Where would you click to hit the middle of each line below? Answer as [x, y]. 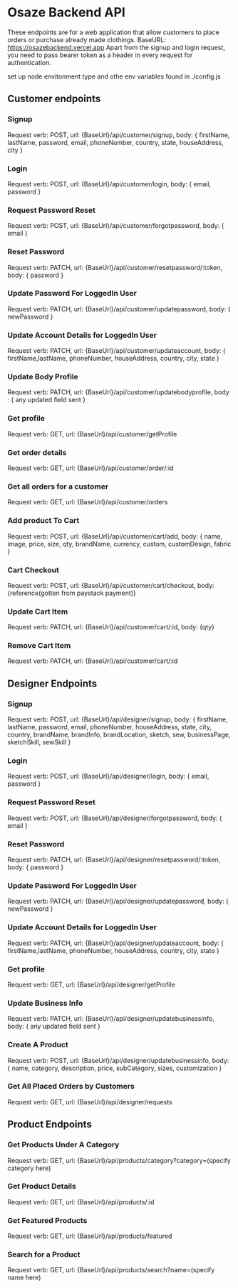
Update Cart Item [38, 611]
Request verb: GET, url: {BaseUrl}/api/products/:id [81, 1202]
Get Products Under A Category [63, 1145]
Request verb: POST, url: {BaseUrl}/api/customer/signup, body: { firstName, [119, 135]
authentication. [30, 62]
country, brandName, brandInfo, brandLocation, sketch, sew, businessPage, [119, 735]
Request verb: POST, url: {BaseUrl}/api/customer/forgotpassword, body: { [116, 226]
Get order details [37, 452]
